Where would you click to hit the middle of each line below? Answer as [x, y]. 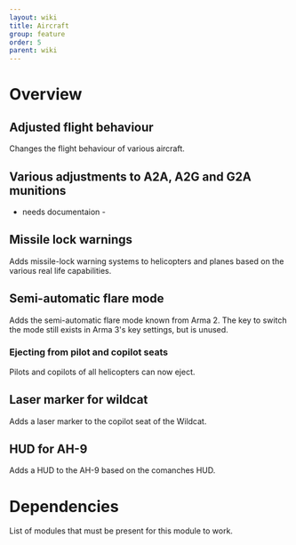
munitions [38, 191]
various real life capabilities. [60, 270]
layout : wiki [33, 17]
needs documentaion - [64, 212]
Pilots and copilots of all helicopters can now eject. [102, 372]
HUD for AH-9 [48, 449]
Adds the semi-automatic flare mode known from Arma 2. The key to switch [148, 320]
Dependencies [64, 506]
